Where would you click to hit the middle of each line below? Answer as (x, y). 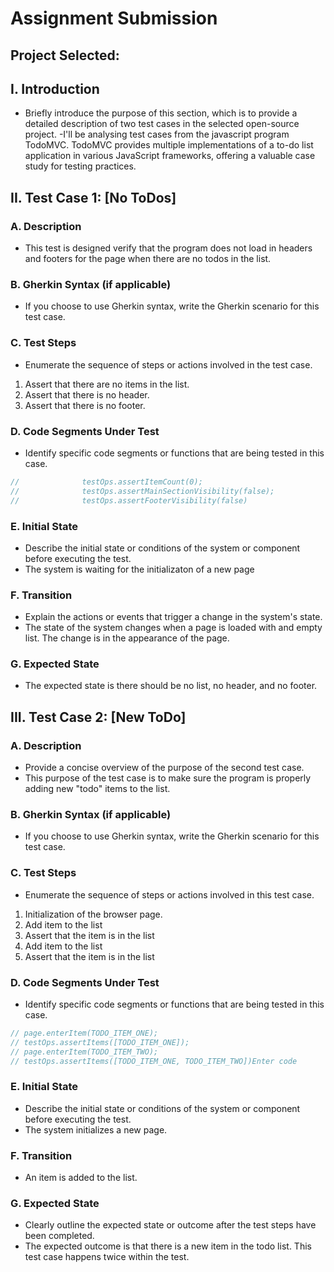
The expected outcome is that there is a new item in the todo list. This (168, 1246)
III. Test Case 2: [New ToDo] (98, 717)
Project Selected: (65, 55)
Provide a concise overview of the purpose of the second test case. (164, 768)
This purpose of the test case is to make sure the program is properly (168, 778)
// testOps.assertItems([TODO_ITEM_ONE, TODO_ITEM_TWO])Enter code (154, 1061)
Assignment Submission (114, 18)
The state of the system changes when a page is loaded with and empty (173, 628)
